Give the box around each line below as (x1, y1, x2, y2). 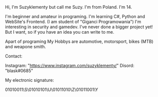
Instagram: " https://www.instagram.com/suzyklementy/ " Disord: (5, 63, 135, 68)
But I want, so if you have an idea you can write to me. (5, 29, 114, 35)
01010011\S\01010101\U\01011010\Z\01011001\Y (5, 87, 99, 92)
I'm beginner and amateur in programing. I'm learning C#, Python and (5, 14, 145, 19)
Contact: (5, 53, 23, 59)
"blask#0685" (5, 68, 33, 74)
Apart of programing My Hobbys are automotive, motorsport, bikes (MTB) (5, 39, 154, 44)
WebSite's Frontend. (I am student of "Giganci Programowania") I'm (5, 19, 141, 24)
